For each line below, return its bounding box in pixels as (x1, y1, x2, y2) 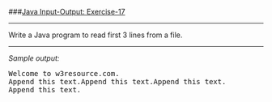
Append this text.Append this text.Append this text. (8, 77, 227, 86)
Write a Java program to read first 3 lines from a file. (8, 30, 183, 40)
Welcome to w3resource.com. (8, 69, 120, 78)
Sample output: (8, 53, 60, 63)
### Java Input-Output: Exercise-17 (8, 7, 125, 16)
